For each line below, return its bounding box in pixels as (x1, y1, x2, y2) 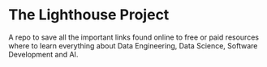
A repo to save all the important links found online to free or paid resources (8, 32, 260, 42)
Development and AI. (8, 49, 79, 59)
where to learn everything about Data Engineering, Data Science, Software (8, 40, 258, 50)
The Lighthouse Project (8, 6, 170, 24)
